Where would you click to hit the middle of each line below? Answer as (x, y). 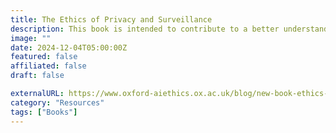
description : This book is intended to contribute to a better (145, 29)
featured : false (44, 57)
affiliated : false (48, 66)
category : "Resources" (57, 102)
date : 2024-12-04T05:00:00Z (69, 47)
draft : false (37, 76)
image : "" (31, 38)
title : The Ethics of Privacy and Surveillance (111, 19)
